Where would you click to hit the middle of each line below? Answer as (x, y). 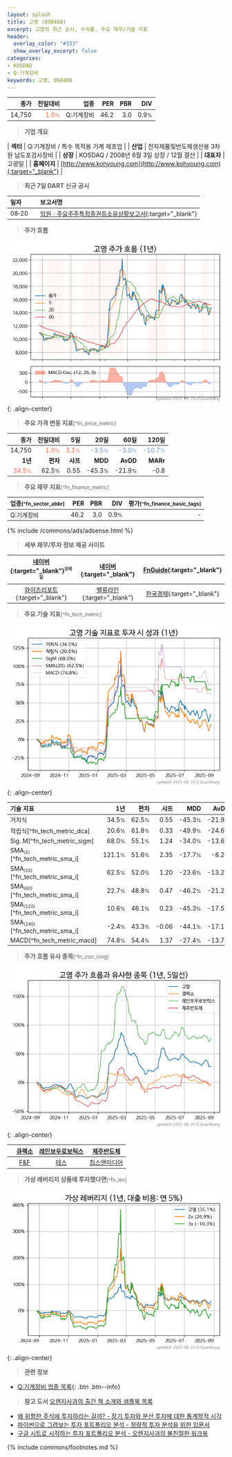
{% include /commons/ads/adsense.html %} (70, 530)
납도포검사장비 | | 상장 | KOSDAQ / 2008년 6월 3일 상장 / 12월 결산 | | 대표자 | (119, 155)
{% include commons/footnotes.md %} (63, 1447)
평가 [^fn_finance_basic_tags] (165, 503)
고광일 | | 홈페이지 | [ (35, 163)
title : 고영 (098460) (37, 22)
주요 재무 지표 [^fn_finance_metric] (66, 487)
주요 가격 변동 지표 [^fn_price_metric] (70, 423)
